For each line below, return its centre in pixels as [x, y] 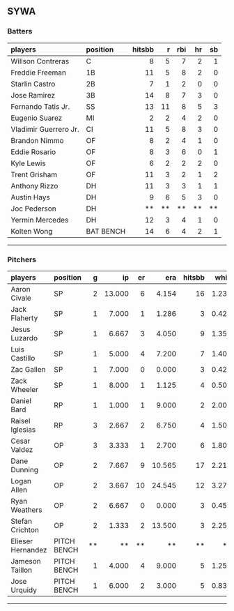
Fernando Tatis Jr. [40, 106]
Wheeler [25, 389]
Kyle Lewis [29, 163]
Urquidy [24, 590]
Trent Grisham [34, 174]
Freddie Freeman [38, 73]
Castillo [23, 358]
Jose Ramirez [33, 95]
